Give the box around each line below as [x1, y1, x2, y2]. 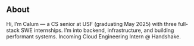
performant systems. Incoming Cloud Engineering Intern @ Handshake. [6, 32, 182, 40]
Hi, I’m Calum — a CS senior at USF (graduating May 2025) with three [6, 20, 177, 27]
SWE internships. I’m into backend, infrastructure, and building [20, 27, 174, 34]
